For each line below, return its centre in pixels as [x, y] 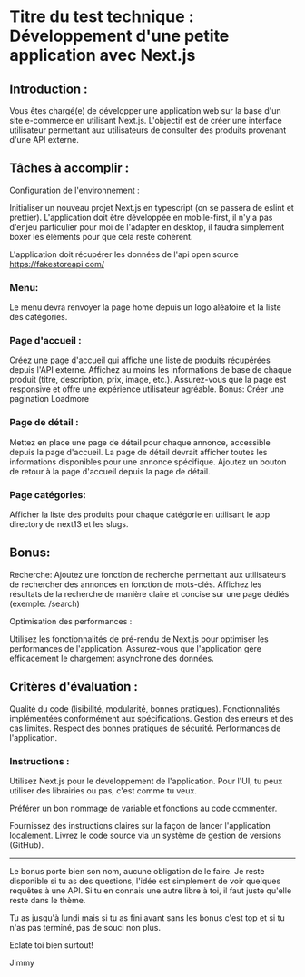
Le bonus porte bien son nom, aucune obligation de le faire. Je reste [137, 871]
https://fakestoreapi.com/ [57, 264]
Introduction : [49, 89]
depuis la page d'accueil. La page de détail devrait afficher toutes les [138, 452]
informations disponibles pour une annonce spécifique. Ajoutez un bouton [148, 462]
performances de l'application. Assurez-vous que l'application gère [135, 648]
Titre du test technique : [102, 17]
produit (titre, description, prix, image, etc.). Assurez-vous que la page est [148, 380]
